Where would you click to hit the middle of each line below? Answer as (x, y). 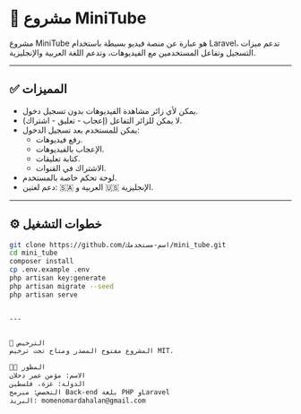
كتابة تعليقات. (58, 158)
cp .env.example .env (50, 270)
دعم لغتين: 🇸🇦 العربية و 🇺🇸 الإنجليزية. (88, 186)
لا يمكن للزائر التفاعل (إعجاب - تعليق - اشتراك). (102, 120)
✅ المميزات (38, 89)
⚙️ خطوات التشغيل (56, 224)
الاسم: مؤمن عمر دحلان (48, 375)
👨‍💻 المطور (28, 367)
